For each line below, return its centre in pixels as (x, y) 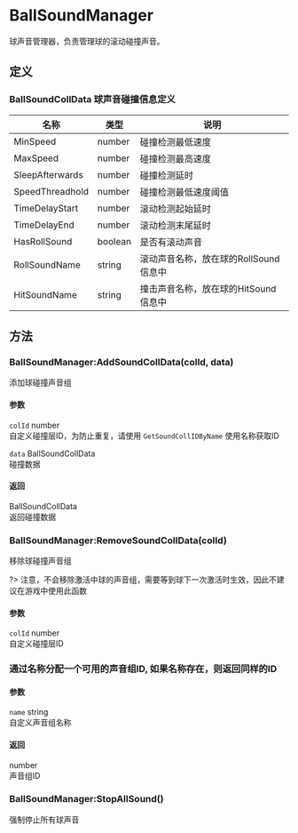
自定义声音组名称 (40, 723)
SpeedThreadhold (51, 191)
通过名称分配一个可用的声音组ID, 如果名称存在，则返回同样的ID (143, 669)
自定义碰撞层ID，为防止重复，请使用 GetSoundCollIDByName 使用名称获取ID (144, 436)
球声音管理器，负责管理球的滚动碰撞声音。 (87, 41)
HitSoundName (45, 294)
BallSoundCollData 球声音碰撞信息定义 (92, 100)
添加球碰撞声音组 (40, 382)
